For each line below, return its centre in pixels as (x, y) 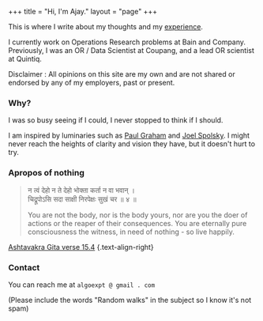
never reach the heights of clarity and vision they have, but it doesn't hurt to (131, 144)
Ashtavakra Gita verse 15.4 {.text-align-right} (81, 247)
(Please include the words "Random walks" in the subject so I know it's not (130, 300)
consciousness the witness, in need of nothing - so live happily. (131, 232)
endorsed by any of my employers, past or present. (92, 83)
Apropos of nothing (47, 173)
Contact (24, 267)
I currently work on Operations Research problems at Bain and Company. (127, 42)
